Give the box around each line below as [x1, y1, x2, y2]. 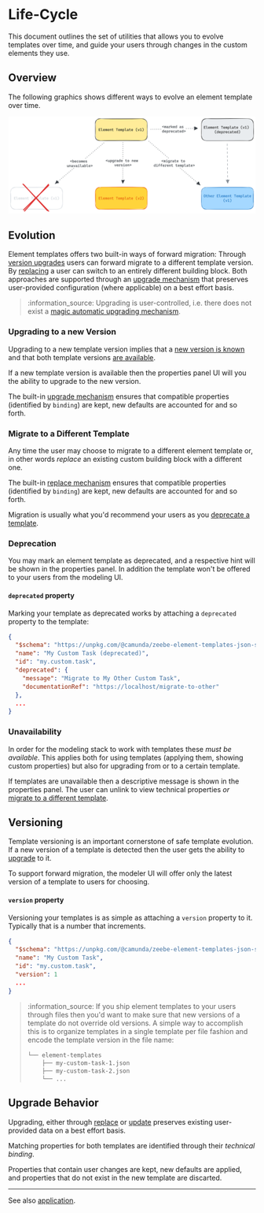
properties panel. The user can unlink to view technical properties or [8, 784, 230, 794]
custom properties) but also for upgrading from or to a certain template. [8, 761, 240, 770]
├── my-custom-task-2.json [42, 1066, 130, 1075]
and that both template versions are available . [8, 352, 156, 362]
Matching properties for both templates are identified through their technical [8, 1140, 255, 1150]
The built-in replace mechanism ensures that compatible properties [8, 478, 226, 488]
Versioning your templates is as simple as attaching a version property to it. [8, 913, 253, 922]
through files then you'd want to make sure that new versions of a [27, 1010, 240, 1019]
